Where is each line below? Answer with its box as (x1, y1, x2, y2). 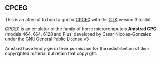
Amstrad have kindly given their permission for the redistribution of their (5, 45, 150, 51)
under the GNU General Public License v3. (5, 36, 90, 42)
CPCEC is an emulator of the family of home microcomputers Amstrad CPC (5, 26, 157, 32)
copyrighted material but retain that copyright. (5, 50, 97, 56)
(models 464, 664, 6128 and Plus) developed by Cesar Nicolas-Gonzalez (5, 31, 151, 37)
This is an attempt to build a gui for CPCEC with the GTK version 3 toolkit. (5, 16, 152, 22)
